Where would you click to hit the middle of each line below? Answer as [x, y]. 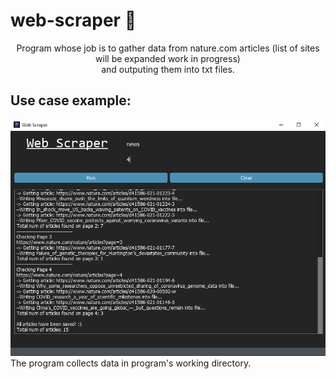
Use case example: [71, 100]
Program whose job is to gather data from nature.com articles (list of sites [168, 48]
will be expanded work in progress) [168, 58]
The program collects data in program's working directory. [131, 363]
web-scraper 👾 [73, 20]
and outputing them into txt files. [168, 69]
